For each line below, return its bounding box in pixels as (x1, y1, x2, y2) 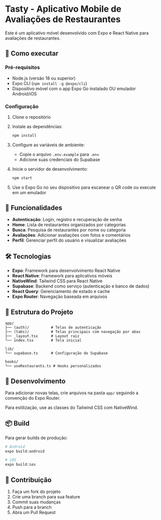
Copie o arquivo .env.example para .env (19, 151, 99, 157)
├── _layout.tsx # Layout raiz (5, 334, 80, 339)
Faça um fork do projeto (12, 489, 61, 495)
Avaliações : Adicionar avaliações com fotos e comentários (12, 232, 131, 238)
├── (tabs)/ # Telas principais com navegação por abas (5, 329, 141, 335)
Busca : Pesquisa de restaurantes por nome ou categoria (12, 227, 126, 233)
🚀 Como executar (5, 49, 59, 58)
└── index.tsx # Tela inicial (5, 338, 82, 343)
